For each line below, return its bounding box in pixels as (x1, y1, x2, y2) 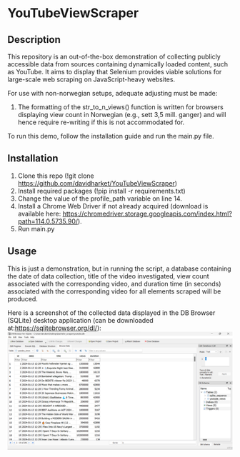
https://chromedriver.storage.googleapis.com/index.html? (62, 209, 232, 218)
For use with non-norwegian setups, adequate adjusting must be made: (7, 89, 218, 97)
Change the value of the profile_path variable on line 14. (17, 194, 182, 203)
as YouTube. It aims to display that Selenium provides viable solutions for (7, 68, 222, 76)
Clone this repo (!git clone (17, 171, 94, 180)
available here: (17, 209, 61, 218)
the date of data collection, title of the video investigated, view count (7, 271, 209, 280)
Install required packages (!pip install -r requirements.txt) (17, 186, 186, 195)
